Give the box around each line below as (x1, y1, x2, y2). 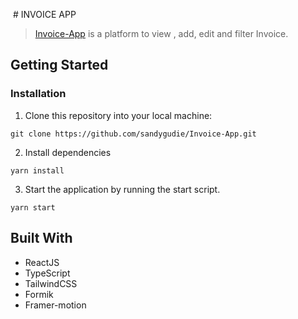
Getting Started (10, 57, 109, 74)
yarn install (10, 165, 65, 176)
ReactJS (24, 256, 60, 268)
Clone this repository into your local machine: (24, 109, 213, 121)
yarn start (10, 202, 56, 213)
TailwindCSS (24, 277, 78, 289)
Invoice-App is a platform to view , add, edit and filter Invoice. (34, 28, 289, 39)
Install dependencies (24, 146, 112, 158)
